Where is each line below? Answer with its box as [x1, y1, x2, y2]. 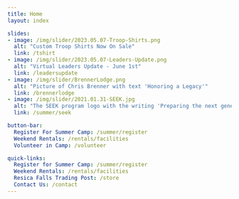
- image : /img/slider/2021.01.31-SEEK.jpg [7, 96, 135, 103]
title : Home [7, 10, 43, 18]
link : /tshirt [14, 50, 55, 57]
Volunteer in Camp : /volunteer [14, 141, 107, 149]
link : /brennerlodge [14, 90, 75, 97]
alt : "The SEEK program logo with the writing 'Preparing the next [14, 102, 218, 110]
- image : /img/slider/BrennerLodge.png [7, 76, 126, 83]
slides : [7, 30, 31, 37]
